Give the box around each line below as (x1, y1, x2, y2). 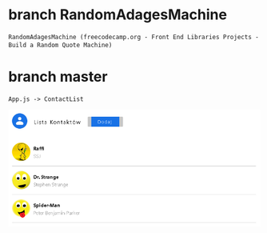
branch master (8, 68, 108, 86)
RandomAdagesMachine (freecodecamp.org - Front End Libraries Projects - (8, 33, 260, 41)
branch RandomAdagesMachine (8, 6, 228, 24)
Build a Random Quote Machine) (8, 41, 113, 49)
